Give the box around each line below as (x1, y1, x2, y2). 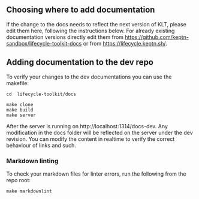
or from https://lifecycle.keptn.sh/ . (83, 40, 167, 47)
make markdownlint (6, 188, 52, 194)
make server (6, 112, 36, 118)
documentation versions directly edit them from (6, 33, 124, 41)
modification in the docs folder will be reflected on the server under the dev (6, 129, 193, 136)
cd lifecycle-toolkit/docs (6, 91, 77, 97)
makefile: (6, 79, 29, 86)
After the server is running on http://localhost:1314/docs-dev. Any (6, 122, 168, 129)
